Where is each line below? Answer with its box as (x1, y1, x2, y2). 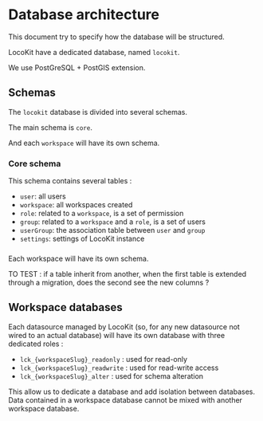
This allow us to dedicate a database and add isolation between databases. (8, 387, 255, 396)
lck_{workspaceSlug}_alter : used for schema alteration (19, 371, 204, 380)
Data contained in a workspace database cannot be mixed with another (8, 395, 243, 404)
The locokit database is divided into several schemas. (8, 107, 187, 116)
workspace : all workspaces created (19, 200, 133, 210)
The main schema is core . (8, 122, 93, 132)
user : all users (19, 191, 66, 201)
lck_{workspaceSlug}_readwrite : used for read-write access (19, 363, 219, 372)
